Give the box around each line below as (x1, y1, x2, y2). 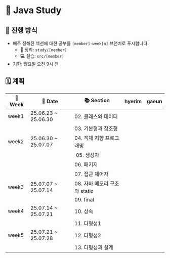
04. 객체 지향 (74, 134, 104, 141)
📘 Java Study (5, 5, 62, 16)
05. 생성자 (75, 151, 100, 158)
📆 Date (41, 98, 58, 105)
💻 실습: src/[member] (20, 53, 64, 59)
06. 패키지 (74, 161, 98, 168)
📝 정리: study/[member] (20, 47, 67, 53)
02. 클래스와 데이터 (74, 113, 118, 120)
